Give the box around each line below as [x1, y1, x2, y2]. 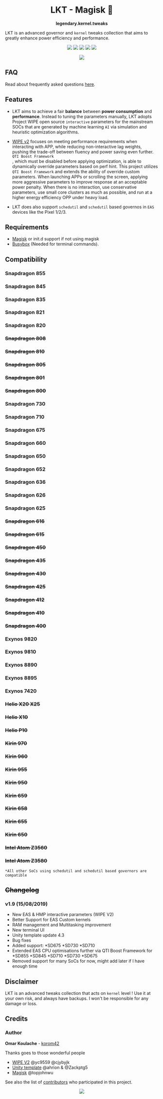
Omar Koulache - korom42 [5, 1040, 60, 1046]
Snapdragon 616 [5, 518, 45, 525]
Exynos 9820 [5, 635, 37, 642]
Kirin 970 [5, 740, 28, 747]
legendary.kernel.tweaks [55, 20, 108, 26]
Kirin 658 [5, 805, 28, 812]
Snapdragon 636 [5, 479, 46, 486]
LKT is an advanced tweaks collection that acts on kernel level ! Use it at [5, 990, 151, 996]
